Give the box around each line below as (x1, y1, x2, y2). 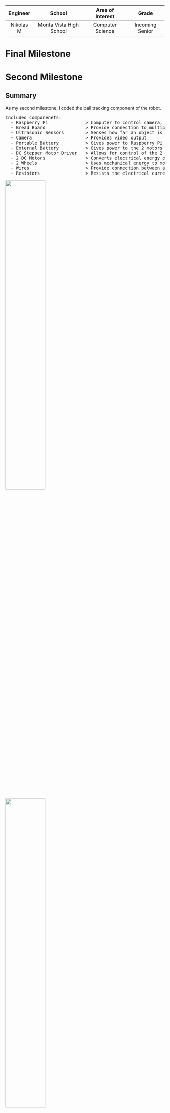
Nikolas (10, 21, 28, 28)
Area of (96, 7, 114, 13)
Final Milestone (5, 48, 71, 60)
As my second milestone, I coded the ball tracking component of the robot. (5, 105, 161, 111)
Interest (95, 13, 115, 20)
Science (95, 28, 115, 34)
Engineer (8, 10, 31, 17)
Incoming (134, 21, 157, 28)
